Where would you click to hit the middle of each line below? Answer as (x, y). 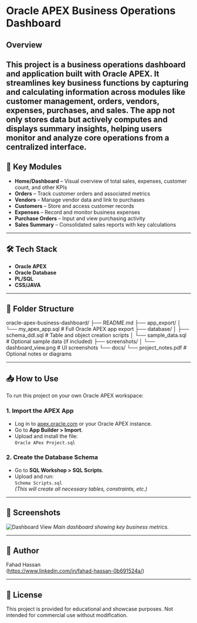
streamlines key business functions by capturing (97, 83)
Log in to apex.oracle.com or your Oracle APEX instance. (83, 423)
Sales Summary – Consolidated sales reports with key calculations (95, 224)
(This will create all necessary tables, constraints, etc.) (81, 489)
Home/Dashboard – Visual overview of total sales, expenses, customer (101, 181)
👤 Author (23, 551)
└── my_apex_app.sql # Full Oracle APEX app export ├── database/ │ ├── (98, 329)
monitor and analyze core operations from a (88, 138)
